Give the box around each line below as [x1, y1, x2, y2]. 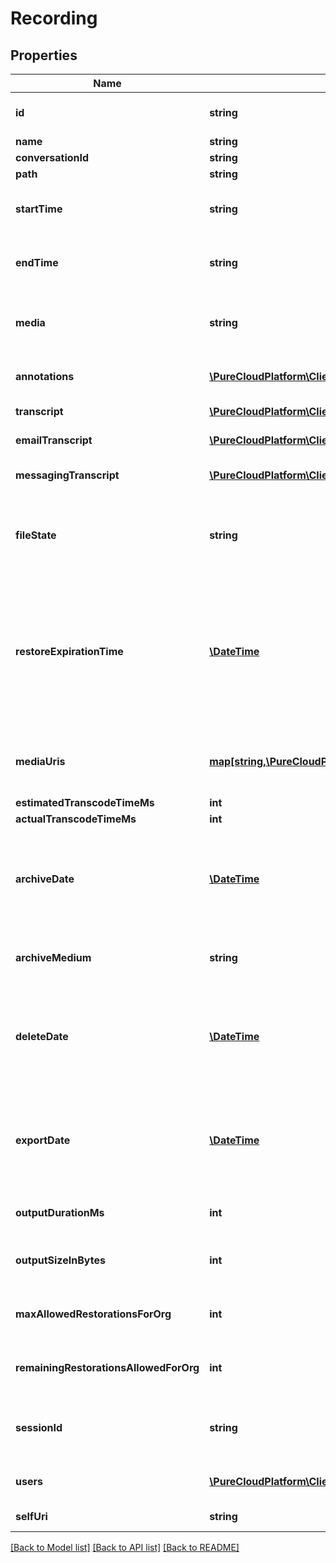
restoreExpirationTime [15, 645, 124, 658]
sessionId [15, 1421, 63, 1434]
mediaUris [15, 755, 66, 768]
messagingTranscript [15, 468, 120, 482]
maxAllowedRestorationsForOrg [15, 1307, 172, 1321]
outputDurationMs [15, 1206, 105, 1219]
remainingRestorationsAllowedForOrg [15, 1361, 200, 1374]
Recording [10, 7, 98, 30]
